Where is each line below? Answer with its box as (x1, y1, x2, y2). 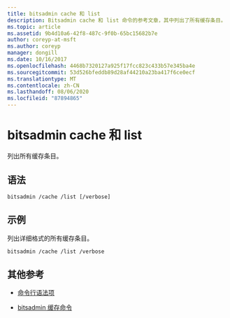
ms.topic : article (7, 23, 61, 30)
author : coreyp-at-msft (7, 36, 77, 43)
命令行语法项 (17, 289, 55, 297)
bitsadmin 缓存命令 (17, 303, 72, 312)
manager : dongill (7, 50, 58, 57)
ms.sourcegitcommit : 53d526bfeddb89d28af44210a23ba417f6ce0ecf (7, 69, 196, 76)
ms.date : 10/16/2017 (7, 56, 68, 63)
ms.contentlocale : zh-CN (7, 82, 80, 89)
